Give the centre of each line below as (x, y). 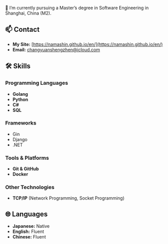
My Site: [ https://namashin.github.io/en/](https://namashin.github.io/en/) (88, 44)
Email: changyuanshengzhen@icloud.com (56, 49)
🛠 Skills (18, 66)
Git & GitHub (26, 169)
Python (20, 99)
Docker (20, 174)
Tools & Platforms (27, 158)
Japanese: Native (31, 226)
